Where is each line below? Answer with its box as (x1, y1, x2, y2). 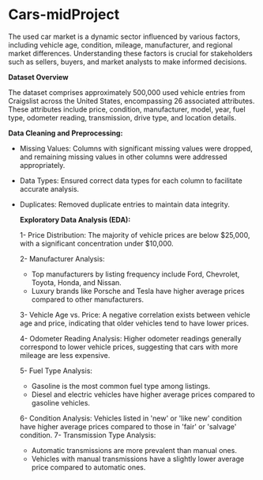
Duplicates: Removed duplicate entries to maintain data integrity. (19, 200, 231, 209)
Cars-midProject (8, 6, 120, 24)
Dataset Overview (8, 72, 69, 82)
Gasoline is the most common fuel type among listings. (31, 381, 211, 390)
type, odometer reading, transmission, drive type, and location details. (8, 112, 237, 122)
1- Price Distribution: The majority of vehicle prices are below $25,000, (19, 230, 250, 239)
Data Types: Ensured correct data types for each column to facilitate (19, 176, 242, 185)
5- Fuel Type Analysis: (19, 366, 93, 375)
